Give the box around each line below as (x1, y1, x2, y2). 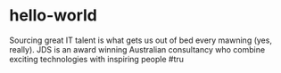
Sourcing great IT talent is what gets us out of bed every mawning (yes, (9, 35, 272, 45)
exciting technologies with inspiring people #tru (9, 53, 185, 64)
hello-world (9, 5, 98, 26)
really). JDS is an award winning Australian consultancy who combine (9, 44, 266, 54)
